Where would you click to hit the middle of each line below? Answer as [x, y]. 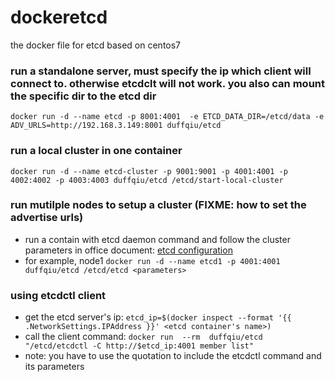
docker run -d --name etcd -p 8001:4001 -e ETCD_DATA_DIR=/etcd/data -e [167, 117]
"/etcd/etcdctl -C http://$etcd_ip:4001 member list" [139, 346]
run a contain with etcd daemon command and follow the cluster [157, 239]
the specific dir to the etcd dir [83, 96]
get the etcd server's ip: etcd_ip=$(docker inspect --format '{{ [158, 317]
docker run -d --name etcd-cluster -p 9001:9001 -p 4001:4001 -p [149, 171]
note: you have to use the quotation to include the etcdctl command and [173, 356]
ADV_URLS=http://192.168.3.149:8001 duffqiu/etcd [116, 126]
